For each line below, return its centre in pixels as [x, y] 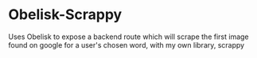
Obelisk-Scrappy [65, 15]
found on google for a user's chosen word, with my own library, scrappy [127, 44]
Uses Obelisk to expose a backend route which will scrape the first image [128, 37]
